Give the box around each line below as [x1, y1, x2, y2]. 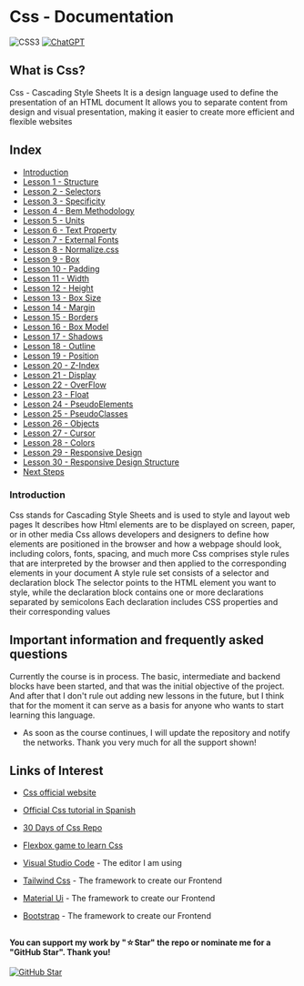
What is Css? [9, 63, 86, 78]
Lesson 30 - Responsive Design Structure [22, 457, 180, 468]
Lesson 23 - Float [22, 388, 89, 399]
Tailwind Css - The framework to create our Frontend [22, 875, 223, 886]
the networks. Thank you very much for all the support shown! [22, 737, 257, 748]
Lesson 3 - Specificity [22, 196, 106, 206]
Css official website [22, 787, 97, 798]
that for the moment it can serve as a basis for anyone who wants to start [9, 699, 284, 710]
